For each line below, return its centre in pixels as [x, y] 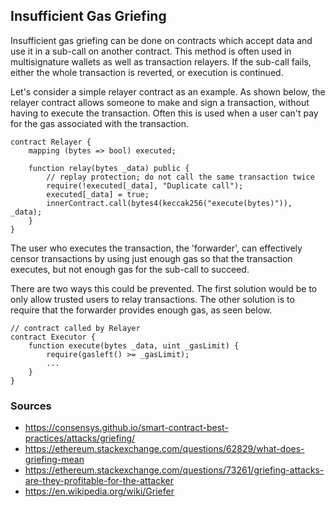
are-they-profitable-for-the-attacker [99, 481]
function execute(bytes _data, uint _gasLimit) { [134, 345]
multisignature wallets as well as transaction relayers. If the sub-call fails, [161, 61]
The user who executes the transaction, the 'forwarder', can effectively [156, 248]
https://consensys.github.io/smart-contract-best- [126, 428]
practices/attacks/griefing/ [80, 438]
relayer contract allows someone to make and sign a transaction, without [160, 102]
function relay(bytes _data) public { [109, 168]
